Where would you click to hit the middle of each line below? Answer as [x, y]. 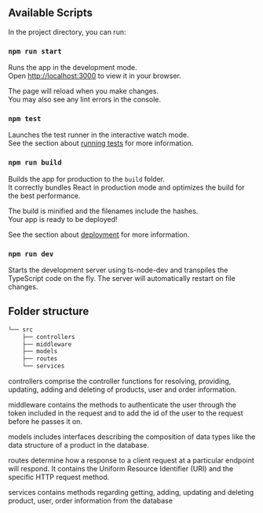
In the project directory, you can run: [67, 31]
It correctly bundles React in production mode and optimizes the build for [126, 187]
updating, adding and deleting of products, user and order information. [122, 389]
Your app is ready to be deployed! [63, 219]
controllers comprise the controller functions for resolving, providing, [120, 382]
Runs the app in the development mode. [73, 68]
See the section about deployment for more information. [99, 234]
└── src [21, 330]
